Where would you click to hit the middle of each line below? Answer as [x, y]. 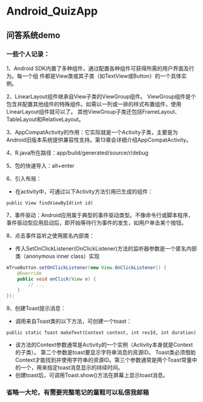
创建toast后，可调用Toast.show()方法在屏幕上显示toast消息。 [92, 375]
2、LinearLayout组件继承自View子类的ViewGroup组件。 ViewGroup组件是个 [101, 96]
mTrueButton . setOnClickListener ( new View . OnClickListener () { [86, 268]
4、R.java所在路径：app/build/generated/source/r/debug [77, 153]
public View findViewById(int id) [50, 203]
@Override [30, 273]
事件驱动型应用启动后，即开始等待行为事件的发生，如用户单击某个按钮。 [96, 223]
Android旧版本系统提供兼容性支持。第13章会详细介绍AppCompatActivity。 [99, 140]
